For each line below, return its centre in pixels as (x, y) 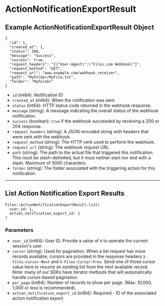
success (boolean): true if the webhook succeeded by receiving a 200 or (86, 121)
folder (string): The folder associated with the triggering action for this (84, 168)
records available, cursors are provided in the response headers (77, 256)
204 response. (27, 126)
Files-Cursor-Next (31, 262)
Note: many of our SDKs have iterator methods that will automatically (82, 272)
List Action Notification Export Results (65, 194)
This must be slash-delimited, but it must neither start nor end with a (82, 158)
